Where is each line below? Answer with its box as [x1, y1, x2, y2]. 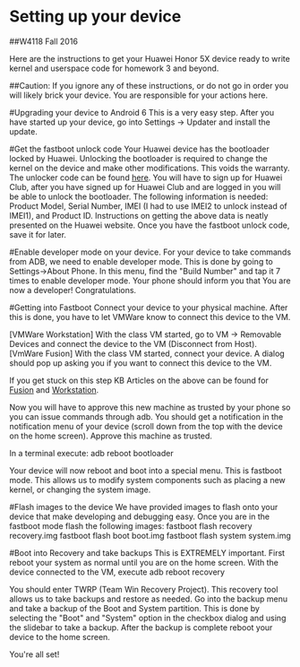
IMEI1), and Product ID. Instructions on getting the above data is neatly [9, 210, 269, 221]
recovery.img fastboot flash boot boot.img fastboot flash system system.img [9, 530, 291, 541]
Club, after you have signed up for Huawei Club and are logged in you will [9, 181, 281, 192]
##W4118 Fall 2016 [9, 36, 79, 47]
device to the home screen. [9, 631, 110, 642]
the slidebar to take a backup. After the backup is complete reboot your [9, 621, 273, 633]
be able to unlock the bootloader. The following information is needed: [9, 191, 269, 202]
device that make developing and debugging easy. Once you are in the [9, 511, 270, 522]
